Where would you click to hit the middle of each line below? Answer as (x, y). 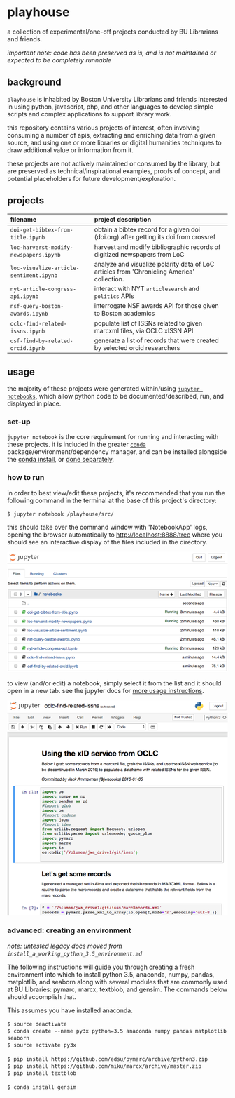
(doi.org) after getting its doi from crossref (155, 237)
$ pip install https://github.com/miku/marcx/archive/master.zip (104, 1066)
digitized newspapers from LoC (139, 254)
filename (23, 220)
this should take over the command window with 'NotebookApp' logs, (107, 527)
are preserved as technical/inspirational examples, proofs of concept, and (114, 171)
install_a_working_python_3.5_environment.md (74, 954)
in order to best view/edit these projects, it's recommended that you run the (116, 493)
